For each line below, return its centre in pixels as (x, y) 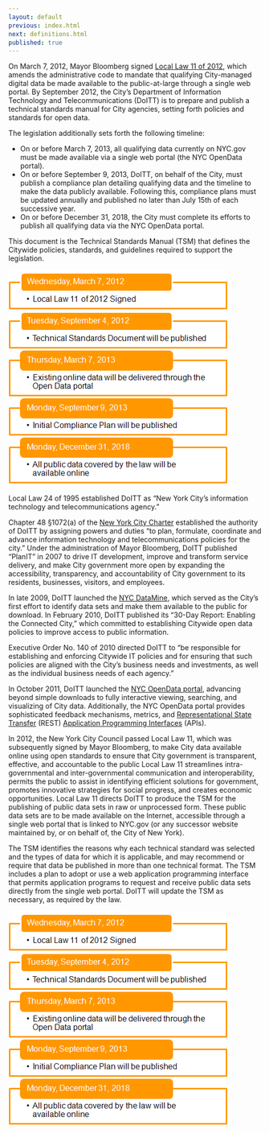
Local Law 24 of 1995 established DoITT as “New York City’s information (128, 498)
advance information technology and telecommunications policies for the (129, 540)
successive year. (48, 208)
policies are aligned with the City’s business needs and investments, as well (133, 665)
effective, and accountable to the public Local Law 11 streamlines (116, 764)
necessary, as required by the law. (65, 900)
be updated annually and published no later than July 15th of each (129, 200)
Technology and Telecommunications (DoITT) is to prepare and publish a (129, 101)
